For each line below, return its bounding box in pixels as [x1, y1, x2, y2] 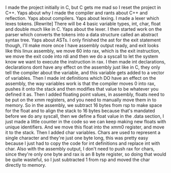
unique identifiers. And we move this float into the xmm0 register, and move [5, 124, 165, 130]
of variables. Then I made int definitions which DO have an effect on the [5, 75, 157, 81]
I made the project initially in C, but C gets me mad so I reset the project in [5, 5, 161, 10]
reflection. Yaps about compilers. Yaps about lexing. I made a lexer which [5, 15, 159, 21]
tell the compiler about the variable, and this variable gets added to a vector [5, 70, 164, 76]
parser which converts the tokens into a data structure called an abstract [5, 32, 158, 37]
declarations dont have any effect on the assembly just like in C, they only [5, 64, 161, 70]
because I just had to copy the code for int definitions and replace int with [5, 140, 160, 146]
